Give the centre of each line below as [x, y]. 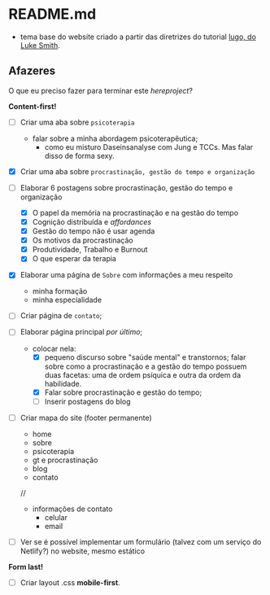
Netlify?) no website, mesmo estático [82, 551]
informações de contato [72, 509]
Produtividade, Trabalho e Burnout [90, 250]
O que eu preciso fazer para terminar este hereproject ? [101, 90]
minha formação [60, 291]
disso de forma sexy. [80, 155]
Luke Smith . [40, 45]
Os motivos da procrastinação [83, 240]
